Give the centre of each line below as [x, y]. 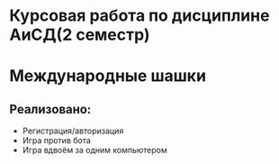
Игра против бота [57, 141]
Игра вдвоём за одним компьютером [95, 150]
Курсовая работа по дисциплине [139, 16]
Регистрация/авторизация [73, 131]
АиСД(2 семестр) [80, 35]
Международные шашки [108, 76]
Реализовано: [50, 109]
